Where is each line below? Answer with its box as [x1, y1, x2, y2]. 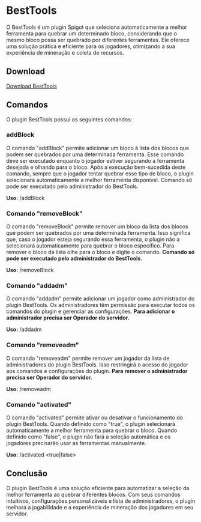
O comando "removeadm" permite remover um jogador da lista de [6, 354, 170, 362]
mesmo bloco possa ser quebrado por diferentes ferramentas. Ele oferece [6, 36, 190, 43]
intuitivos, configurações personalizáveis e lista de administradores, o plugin [6, 497, 196, 505]
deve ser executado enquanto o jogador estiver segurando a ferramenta [6, 157, 185, 164]
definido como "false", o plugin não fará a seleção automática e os [6, 433, 171, 440]
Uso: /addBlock [6, 194, 45, 201]
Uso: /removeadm [6, 385, 51, 392]
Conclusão [6, 469, 48, 479]
